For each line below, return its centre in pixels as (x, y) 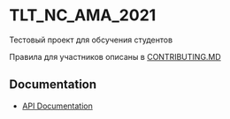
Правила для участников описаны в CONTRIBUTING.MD (115, 56)
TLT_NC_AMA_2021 (83, 15)
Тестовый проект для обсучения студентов (91, 40)
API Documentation (57, 106)
